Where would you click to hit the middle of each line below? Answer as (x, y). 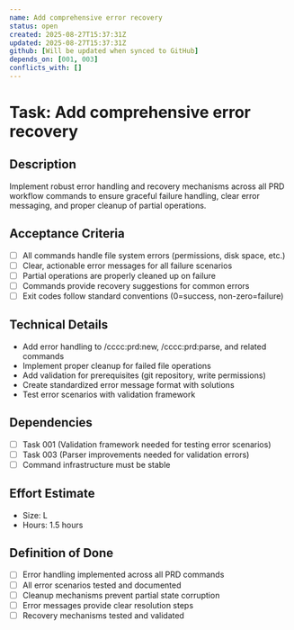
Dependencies (51, 423)
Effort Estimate (52, 494)
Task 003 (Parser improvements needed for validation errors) (136, 454)
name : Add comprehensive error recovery (86, 18)
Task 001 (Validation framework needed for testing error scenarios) (147, 444)
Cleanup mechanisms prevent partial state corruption (121, 595)
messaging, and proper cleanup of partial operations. (108, 205)
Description (43, 164)
